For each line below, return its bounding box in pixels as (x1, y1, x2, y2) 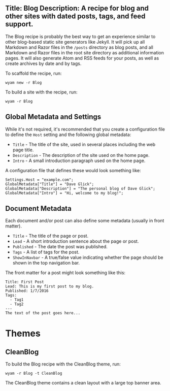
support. (5, 20, 33, 28)
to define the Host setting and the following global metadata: (5, 132, 131, 138)
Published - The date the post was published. (12, 244, 108, 250)
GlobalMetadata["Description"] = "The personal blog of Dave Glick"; (5, 186, 156, 191)
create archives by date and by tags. (5, 60, 82, 67)
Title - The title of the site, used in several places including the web (12, 141, 156, 147)
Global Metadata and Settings (5, 113, 101, 121)
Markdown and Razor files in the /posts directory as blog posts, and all (5, 44, 154, 50)
